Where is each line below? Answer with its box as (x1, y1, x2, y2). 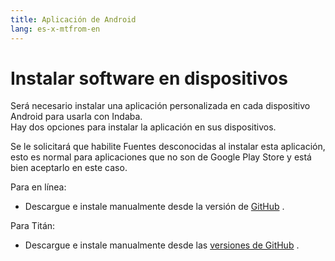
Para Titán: (10, 220, 56, 232)
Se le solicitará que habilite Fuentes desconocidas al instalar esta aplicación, (10, 141, 326, 153)
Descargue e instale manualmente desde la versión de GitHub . (24, 201, 285, 213)
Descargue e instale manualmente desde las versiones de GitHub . (24, 239, 300, 251)
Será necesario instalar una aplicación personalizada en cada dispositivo (10, 100, 311, 112)
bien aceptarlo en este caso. (10, 162, 128, 174)
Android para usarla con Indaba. (10, 111, 143, 123)
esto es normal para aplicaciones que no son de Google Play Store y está (10, 151, 312, 163)
